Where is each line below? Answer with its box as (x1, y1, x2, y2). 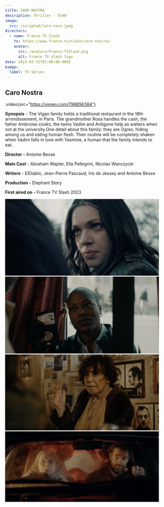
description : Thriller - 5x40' (5, 13, 69, 18)
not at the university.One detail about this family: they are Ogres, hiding (5, 126, 148, 132)
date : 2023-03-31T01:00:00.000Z (5, 59, 71, 64)
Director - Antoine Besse (5, 151, 55, 157)
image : (5, 18, 19, 23)
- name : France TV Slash (9, 34, 60, 39)
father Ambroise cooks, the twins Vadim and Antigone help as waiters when (5, 121, 158, 127)
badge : (5, 64, 19, 69)
